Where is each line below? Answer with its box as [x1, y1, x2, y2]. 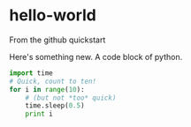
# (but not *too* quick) [25, 93, 117, 102]
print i [25, 109, 53, 119]
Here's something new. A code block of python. [9, 51, 183, 62]
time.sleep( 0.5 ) [25, 101, 86, 110]
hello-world [9, 5, 97, 26]
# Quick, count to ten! [9, 77, 97, 86]
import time [9, 68, 53, 78]
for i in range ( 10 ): [9, 85, 86, 93]
